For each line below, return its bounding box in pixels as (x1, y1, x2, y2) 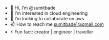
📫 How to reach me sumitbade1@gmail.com (10, 21, 104, 27)
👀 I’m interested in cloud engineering (10, 10, 88, 16)
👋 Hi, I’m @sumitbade (10, 5, 56, 11)
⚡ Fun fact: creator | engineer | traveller (10, 29, 94, 35)
